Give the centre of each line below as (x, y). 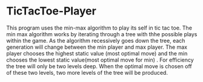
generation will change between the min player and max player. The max (97, 47)
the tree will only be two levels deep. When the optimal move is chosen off (99, 66)
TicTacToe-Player (52, 11)
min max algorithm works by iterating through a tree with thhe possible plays (102, 34)
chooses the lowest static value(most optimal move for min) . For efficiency (100, 60)
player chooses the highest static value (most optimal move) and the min (97, 53)
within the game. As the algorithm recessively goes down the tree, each (96, 40)
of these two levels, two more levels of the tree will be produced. (87, 72)
